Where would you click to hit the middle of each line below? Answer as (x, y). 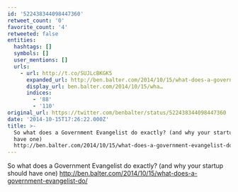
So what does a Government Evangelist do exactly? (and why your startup (115, 166)
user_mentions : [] (41, 60)
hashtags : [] (33, 47)
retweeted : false (33, 34)
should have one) (33, 174)
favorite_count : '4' (38, 27)
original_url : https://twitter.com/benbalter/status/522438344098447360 (117, 113)
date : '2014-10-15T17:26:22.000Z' (58, 119)
